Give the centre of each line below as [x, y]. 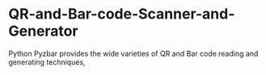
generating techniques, [47, 62]
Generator [43, 31]
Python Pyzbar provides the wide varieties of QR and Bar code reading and [133, 53]
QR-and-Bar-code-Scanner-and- [122, 14]
